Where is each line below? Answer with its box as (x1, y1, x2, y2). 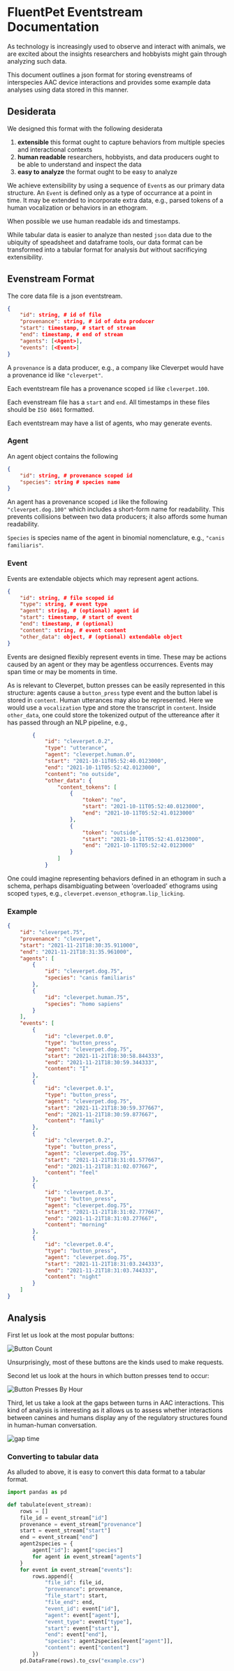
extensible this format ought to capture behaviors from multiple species (17, 138, 226, 146)
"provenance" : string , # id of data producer (20, 318, 155, 325)
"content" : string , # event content (20, 626, 127, 633)
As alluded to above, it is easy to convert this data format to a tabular (7, 1468, 206, 1476)
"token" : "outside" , (82, 829, 142, 836)
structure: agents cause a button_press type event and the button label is (7, 688, 218, 696)
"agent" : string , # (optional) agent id (20, 608, 139, 615)
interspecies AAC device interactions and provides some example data (7, 78, 211, 86)
